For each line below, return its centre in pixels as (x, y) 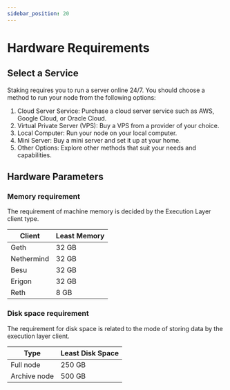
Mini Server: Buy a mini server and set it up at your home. (99, 140)
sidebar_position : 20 (38, 14)
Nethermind (30, 259)
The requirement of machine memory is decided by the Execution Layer (109, 211)
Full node (26, 364)
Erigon (21, 281)
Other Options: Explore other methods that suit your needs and (107, 148)
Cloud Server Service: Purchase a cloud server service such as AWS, (116, 111)
